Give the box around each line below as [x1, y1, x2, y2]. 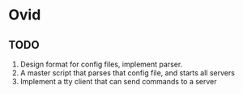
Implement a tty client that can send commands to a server [19, 77, 217, 86]
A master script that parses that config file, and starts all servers [19, 68, 235, 78]
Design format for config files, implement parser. [19, 59, 183, 69]
